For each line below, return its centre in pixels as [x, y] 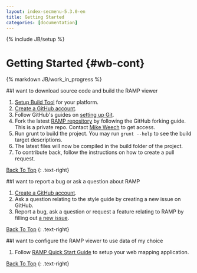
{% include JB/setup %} [35, 40]
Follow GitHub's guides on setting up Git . [64, 115]
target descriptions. [39, 140]
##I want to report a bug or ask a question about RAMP [73, 182]
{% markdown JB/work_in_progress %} [54, 80]
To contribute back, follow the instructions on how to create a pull [94, 152]
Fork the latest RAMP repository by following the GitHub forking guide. [100, 121]
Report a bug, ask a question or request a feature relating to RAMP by [99, 212]
